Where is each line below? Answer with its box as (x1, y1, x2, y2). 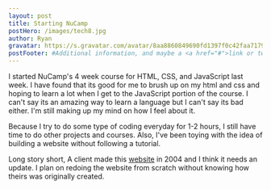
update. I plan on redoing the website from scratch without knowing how (8, 163, 250, 172)
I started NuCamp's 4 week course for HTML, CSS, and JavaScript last (8, 72, 244, 81)
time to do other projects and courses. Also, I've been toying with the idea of (8, 130, 263, 140)
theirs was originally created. (8, 171, 105, 181)
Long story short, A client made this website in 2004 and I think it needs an (8, 154, 258, 164)
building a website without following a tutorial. (8, 139, 161, 148)
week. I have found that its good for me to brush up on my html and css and (8, 80, 261, 90)
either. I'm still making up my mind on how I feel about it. (8, 106, 196, 115)
